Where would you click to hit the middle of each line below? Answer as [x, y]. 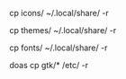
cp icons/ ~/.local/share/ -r [59, 13]
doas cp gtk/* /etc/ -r [49, 65]
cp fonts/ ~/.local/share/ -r [58, 48]
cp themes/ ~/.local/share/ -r [63, 30]
